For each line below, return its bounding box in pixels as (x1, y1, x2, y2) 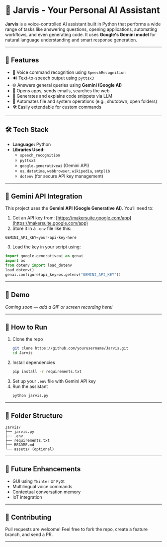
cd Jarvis (12, 351, 33, 356)
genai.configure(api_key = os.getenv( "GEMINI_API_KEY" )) (5, 272, 121, 277)
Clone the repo (12, 336, 43, 342)
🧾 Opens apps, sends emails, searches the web (12, 87, 110, 94)
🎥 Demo (5, 291, 30, 299)
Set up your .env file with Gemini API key (12, 378, 96, 384)
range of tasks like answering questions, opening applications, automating (5, 26, 158, 32)
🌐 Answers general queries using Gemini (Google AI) (12, 82, 122, 88)
